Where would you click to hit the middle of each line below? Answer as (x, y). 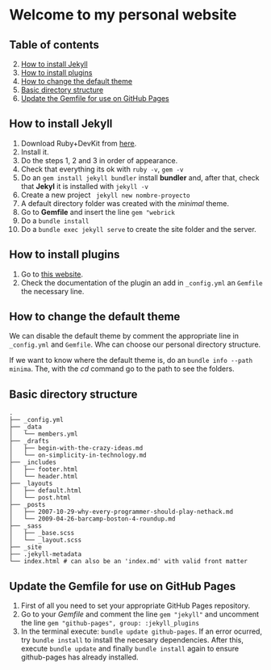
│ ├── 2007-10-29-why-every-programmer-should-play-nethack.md (121, 512)
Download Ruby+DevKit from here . (79, 143)
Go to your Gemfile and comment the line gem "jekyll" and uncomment (140, 614)
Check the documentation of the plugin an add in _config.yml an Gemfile (142, 282)
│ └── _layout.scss (46, 540)
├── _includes (33, 462)
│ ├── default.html (46, 491)
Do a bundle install (55, 221)
